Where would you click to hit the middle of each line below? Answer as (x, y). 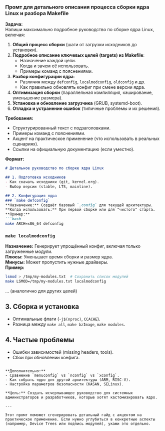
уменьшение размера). (37, 98)
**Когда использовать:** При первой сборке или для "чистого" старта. (80, 210)
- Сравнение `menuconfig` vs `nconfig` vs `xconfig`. (62, 375)
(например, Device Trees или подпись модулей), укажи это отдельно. (78, 423)
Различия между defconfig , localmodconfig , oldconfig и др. (83, 82)
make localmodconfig (30, 236)
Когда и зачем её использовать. (54, 66)
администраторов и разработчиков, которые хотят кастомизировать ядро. (81, 397)
